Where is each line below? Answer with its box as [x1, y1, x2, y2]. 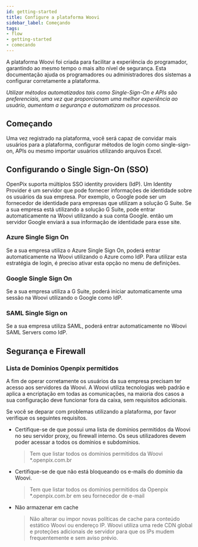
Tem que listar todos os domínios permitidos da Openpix [29, 486, 168, 493]
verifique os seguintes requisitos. [6, 415, 88, 422]
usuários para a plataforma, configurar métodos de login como [6, 141, 160, 148]
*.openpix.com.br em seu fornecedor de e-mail [29, 492, 144, 499]
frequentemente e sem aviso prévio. [29, 534, 118, 542]
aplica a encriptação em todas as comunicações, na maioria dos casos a [6, 390, 184, 397]
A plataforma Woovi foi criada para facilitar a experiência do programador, [6, 58, 188, 66]
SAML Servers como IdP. [6, 329, 67, 336]
